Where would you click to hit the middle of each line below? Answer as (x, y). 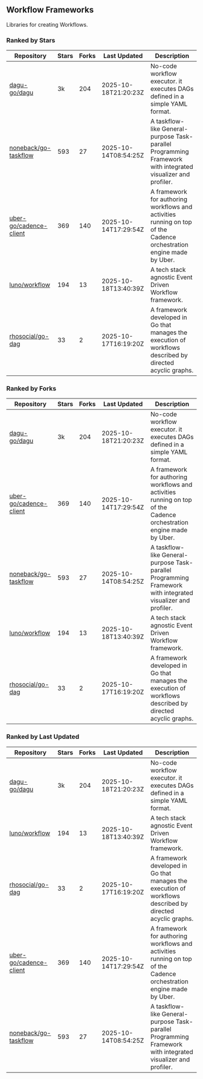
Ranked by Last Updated (43, 737)
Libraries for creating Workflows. (47, 24)
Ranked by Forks (31, 389)
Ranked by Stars (31, 40)
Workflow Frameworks (50, 10)
